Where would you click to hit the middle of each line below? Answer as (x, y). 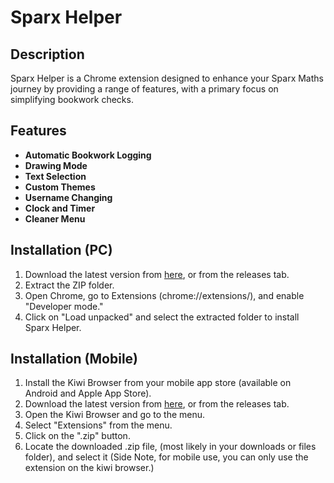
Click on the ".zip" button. (77, 436)
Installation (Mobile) (74, 359)
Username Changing (68, 197)
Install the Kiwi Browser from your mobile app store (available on (158, 383)
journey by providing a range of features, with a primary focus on (144, 89)
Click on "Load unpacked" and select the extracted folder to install (162, 317)
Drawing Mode (56, 165)
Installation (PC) (61, 250)
